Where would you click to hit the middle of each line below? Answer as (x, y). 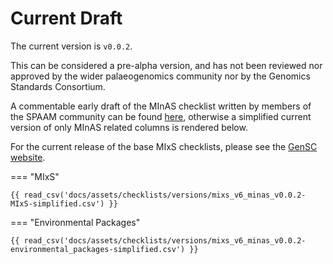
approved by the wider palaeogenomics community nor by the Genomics (160, 76)
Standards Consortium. (58, 86)
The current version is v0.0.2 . (71, 46)
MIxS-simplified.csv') (57, 203)
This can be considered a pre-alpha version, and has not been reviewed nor (166, 65)
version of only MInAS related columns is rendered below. (129, 127)
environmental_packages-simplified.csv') (98, 249)
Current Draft (66, 18)
